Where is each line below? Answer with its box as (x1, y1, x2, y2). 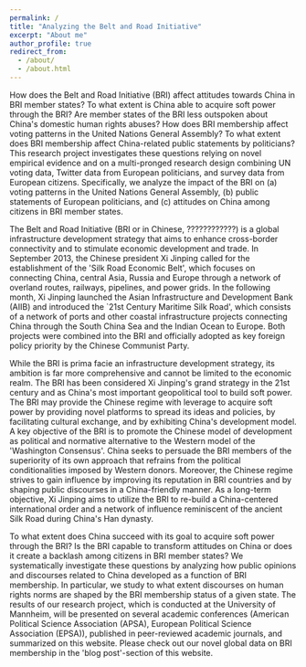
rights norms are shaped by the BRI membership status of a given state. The (9, 588, 297, 599)
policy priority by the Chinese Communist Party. (9, 340, 190, 351)
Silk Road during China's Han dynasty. (9, 513, 153, 524)
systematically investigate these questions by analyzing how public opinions (9, 559, 297, 571)
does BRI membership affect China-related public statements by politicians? (9, 138, 295, 149)
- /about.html (17, 65, 71, 74)
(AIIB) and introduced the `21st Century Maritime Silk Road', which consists (9, 301, 291, 312)
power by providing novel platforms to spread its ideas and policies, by (9, 406, 276, 417)
